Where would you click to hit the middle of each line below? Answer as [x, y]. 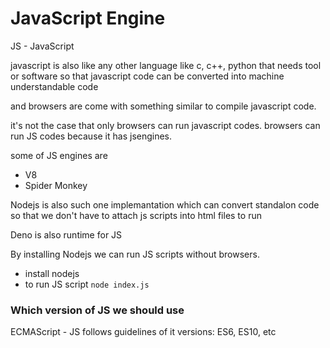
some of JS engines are [59, 155]
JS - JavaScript [42, 46]
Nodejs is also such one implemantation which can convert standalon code [165, 204]
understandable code [54, 86]
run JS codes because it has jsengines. [91, 136]
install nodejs [52, 273]
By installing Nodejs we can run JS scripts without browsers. [135, 254]
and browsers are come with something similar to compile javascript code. [163, 106]
